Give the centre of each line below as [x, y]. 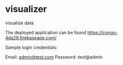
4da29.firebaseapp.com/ [31, 38]
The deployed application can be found [46, 32]
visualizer [26, 9]
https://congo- [102, 32]
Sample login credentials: [31, 47]
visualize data [20, 23]
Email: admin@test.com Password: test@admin [54, 57]
